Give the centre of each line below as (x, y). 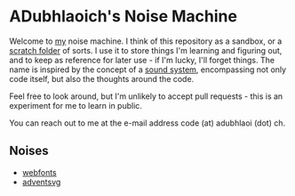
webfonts (40, 172)
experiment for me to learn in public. (76, 105)
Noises (29, 151)
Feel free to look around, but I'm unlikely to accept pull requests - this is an (146, 96)
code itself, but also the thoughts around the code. (102, 78)
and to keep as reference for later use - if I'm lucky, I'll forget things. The (142, 60)
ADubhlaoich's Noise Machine (124, 16)
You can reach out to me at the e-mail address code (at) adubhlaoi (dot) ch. (147, 123)
